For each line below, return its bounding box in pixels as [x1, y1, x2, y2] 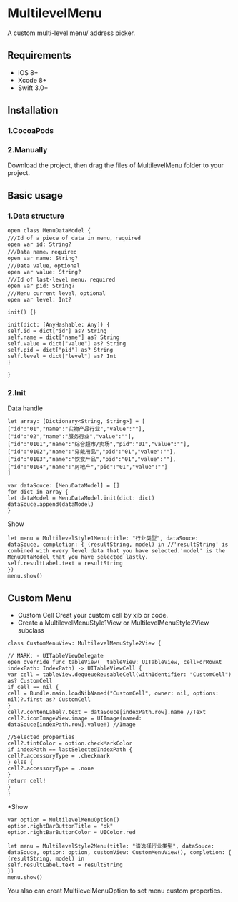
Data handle [7, 404, 43, 412]
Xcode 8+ [17, 76, 47, 84]
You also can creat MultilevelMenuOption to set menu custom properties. [7, 886, 223, 895]
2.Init [7, 387, 26, 397]
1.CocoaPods [7, 126, 54, 136]
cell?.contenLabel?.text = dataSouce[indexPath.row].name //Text [7, 709, 206, 716]
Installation [7, 104, 59, 117]
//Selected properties [7, 734, 75, 741]
